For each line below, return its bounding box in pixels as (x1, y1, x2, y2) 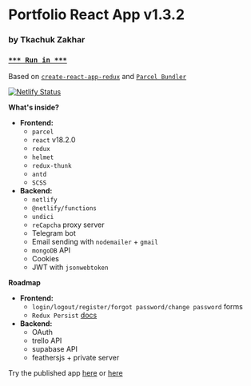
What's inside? (8, 102, 60, 113)
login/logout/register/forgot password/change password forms (31, 302, 244, 312)
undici (31, 213, 54, 221)
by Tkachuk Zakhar (8, 34, 86, 46)
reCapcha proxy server (31, 220, 106, 229)
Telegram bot (31, 229, 76, 238)
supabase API (31, 344, 78, 354)
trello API (31, 336, 62, 345)
